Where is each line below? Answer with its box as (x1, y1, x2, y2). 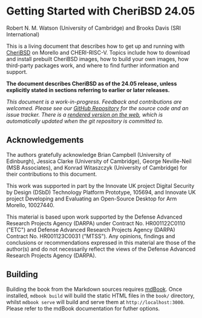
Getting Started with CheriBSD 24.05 (6, 4, 195, 18)
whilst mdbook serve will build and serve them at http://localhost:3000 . (6, 298, 185, 305)
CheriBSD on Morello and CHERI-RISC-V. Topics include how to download (6, 48, 191, 56)
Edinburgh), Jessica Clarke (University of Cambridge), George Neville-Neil (6, 157, 192, 165)
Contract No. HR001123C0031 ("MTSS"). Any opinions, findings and (6, 232, 175, 240)
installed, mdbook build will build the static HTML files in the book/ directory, (6, 292, 195, 299)
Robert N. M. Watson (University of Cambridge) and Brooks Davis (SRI (6, 24, 181, 31)
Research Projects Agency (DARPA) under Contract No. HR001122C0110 (6, 219, 186, 227)
